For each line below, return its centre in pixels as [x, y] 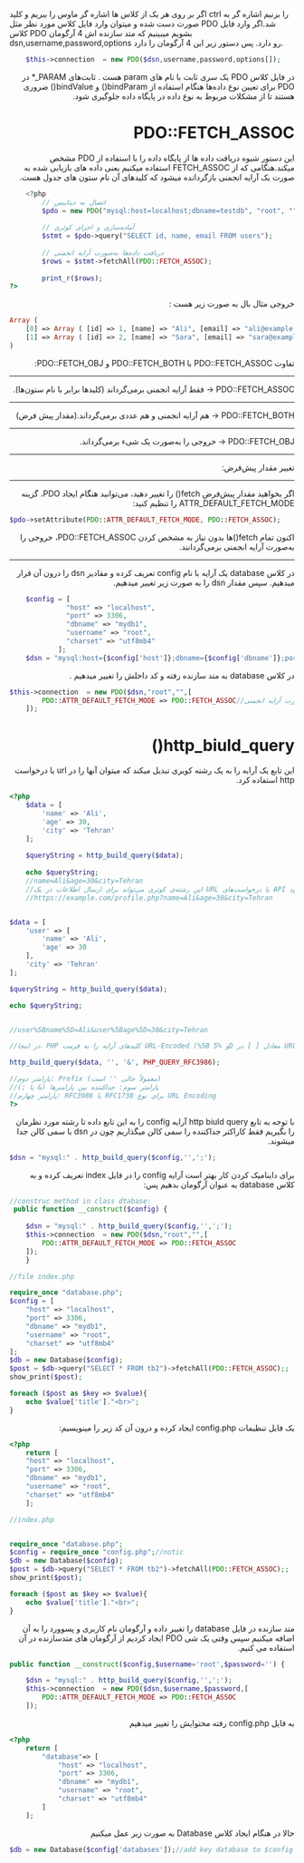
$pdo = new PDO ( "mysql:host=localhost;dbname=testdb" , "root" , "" [170, 210]
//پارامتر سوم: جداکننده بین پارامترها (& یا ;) [84, 1088]
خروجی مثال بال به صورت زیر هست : [232, 304]
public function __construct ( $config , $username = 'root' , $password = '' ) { [147, 1664]
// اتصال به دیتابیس [74, 202]
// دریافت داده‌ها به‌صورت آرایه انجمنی [103, 253]
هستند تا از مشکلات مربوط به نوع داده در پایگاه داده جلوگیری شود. [183, 96]
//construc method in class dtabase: [81, 1201]
